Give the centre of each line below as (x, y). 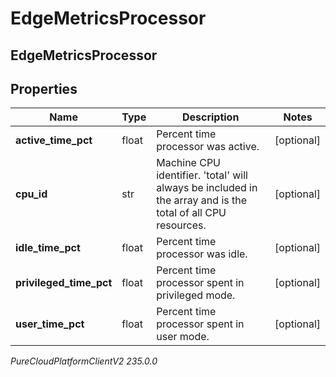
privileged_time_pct (64, 283)
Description (210, 117)
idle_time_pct (48, 248)
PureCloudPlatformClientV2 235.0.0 (84, 361)
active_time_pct (54, 140)
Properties (44, 88)
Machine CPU (189, 163)
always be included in (207, 188)
